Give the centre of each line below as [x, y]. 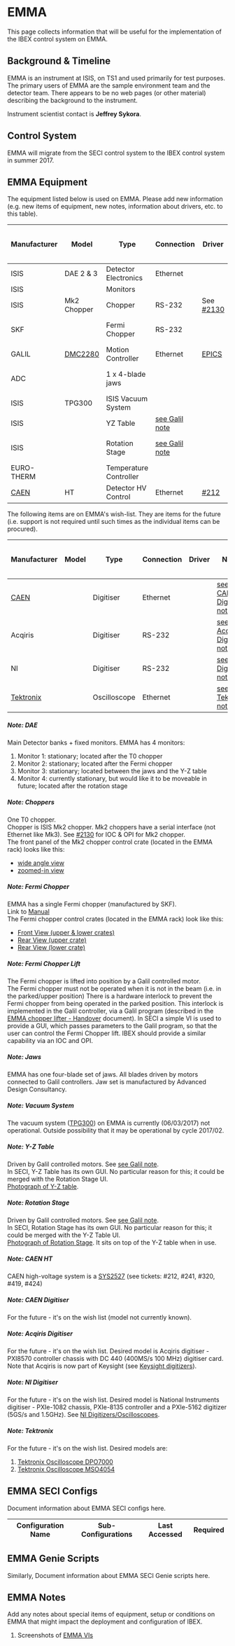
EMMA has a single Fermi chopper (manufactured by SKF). [92, 904]
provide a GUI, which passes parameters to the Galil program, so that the [112, 1026]
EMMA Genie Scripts [54, 1559]
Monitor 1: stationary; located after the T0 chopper [90, 756]
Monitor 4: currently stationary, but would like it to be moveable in [112, 779]
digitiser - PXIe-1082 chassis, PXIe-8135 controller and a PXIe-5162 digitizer [117, 1407]
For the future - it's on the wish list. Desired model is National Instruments [113, 1399]
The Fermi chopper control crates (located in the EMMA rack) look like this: [115, 919]
